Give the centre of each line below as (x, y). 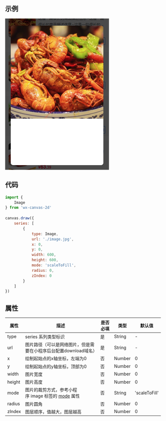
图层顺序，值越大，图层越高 (53, 412)
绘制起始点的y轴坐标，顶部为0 (56, 366)
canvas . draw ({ (20, 218)
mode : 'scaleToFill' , (54, 265)
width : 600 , (44, 255)
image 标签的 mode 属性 (55, 396)
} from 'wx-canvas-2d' (28, 208)
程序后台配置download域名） (67, 351)
